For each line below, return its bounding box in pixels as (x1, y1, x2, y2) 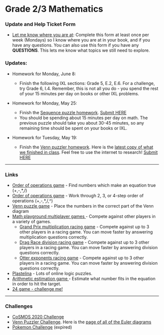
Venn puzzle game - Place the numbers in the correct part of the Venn (12, 203, 154, 209)
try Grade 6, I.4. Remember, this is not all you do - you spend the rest (19, 85, 159, 91)
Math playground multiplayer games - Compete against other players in (12, 213, 156, 219)
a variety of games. (12, 219, 51, 225)
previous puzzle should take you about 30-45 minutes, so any (19, 120, 144, 126)
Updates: (5, 60, 28, 66)
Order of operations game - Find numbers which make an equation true (12, 182, 156, 188)
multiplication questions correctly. (19, 234, 88, 240)
